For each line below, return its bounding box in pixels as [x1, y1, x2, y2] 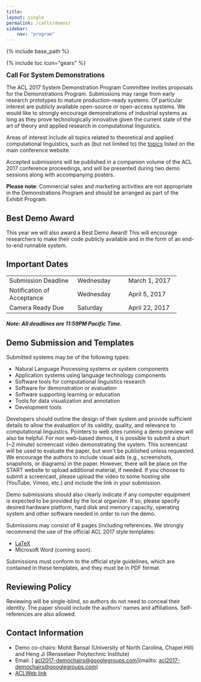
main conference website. [6, 147, 71, 154]
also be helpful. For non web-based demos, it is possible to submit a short [6, 435, 190, 442]
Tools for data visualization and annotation [14, 397, 120, 405]
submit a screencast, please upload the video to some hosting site [6, 473, 170, 480]
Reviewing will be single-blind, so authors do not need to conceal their [6, 597, 181, 605]
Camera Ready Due [9, 303, 64, 312]
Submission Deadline [9, 276, 69, 285]
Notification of [9, 286, 50, 294]
